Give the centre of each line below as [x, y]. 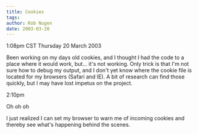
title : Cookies [25, 12]
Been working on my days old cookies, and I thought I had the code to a [95, 57]
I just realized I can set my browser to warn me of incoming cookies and [95, 118]
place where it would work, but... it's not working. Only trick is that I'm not [98, 64]
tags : [13, 18]
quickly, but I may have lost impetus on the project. [70, 83]
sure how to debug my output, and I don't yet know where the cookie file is [99, 71]
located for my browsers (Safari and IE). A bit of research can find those [95, 77]
